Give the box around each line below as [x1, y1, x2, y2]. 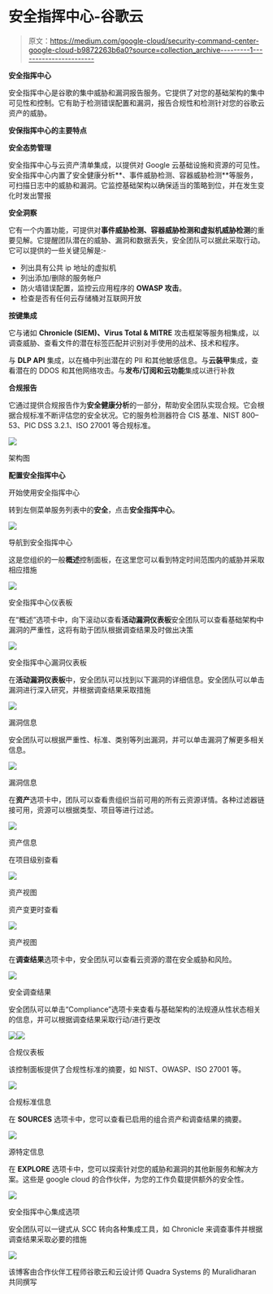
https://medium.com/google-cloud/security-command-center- [50, 36, 260, 46]
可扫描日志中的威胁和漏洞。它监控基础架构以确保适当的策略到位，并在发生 [8, 180, 258, 190]
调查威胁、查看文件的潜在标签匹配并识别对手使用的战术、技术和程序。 [8, 338, 244, 348]
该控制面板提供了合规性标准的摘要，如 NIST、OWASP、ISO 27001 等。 [8, 1064, 246, 1074]
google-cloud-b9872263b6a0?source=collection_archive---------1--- [28, 45, 263, 55]
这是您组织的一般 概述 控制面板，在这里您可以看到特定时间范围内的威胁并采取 [8, 554, 265, 564]
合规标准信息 [8, 1096, 51, 1107]
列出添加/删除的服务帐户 [19, 273, 102, 282]
